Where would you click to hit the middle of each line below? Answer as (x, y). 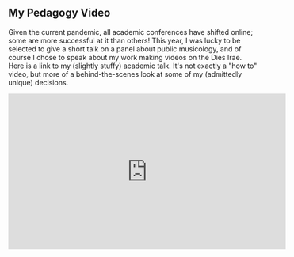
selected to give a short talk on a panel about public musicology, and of (125, 49)
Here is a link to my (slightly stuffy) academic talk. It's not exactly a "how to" (133, 66)
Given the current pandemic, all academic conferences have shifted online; (131, 32)
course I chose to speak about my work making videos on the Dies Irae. (125, 57)
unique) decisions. (38, 82)
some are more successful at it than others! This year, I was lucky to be (124, 40)
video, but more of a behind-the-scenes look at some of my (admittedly (125, 74)
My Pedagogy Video (59, 13)
